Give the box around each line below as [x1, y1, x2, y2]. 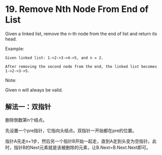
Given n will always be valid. [5, 86, 63, 93]
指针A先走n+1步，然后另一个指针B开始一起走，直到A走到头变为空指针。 [5, 138, 153, 144]
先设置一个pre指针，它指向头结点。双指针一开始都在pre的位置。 [5, 127, 137, 133]
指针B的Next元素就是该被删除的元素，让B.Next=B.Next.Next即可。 [13, 144, 151, 150]
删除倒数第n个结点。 [5, 116, 47, 123]
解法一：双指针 [5, 102, 51, 111]
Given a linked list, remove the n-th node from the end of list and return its [5, 30, 158, 36]
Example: [5, 45, 24, 51]
